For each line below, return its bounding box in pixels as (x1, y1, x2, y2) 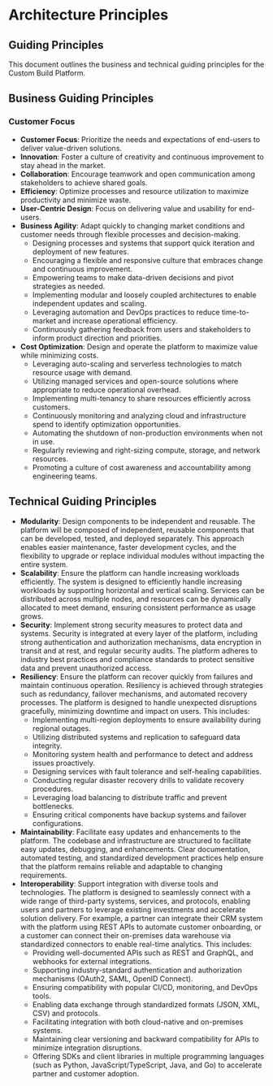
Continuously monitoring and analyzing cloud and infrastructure (32, 410, 246, 420)
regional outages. (32, 723, 91, 733)
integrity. (32, 741, 63, 751)
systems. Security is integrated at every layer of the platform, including (19, 628, 258, 638)
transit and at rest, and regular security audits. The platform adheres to (19, 646, 258, 655)
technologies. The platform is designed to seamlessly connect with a (19, 887, 251, 897)
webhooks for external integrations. (32, 956, 152, 966)
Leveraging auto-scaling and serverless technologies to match (32, 359, 242, 369)
